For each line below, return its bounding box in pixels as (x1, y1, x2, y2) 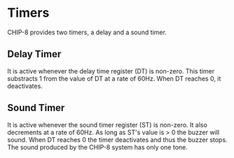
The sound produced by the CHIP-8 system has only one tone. (7, 143, 188, 151)
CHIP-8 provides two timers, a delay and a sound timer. (7, 28, 167, 36)
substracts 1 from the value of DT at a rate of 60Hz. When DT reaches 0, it (7, 74, 221, 82)
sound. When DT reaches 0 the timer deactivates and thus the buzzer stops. (7, 135, 228, 144)
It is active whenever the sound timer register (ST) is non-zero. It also (7, 120, 208, 129)
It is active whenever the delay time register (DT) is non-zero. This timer (7, 66, 215, 75)
